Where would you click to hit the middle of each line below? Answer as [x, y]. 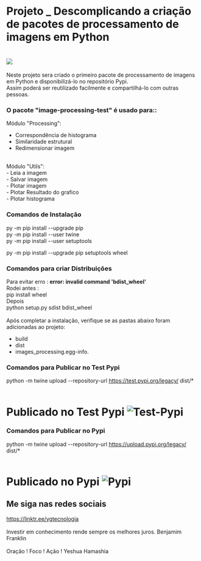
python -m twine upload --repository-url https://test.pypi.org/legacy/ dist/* [100, 381]
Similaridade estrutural [44, 142]
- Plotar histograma [30, 199]
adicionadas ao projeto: [36, 327]
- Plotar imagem [26, 186]
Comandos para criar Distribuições [59, 268]
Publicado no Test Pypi [65, 412]
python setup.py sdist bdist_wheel [49, 308]
